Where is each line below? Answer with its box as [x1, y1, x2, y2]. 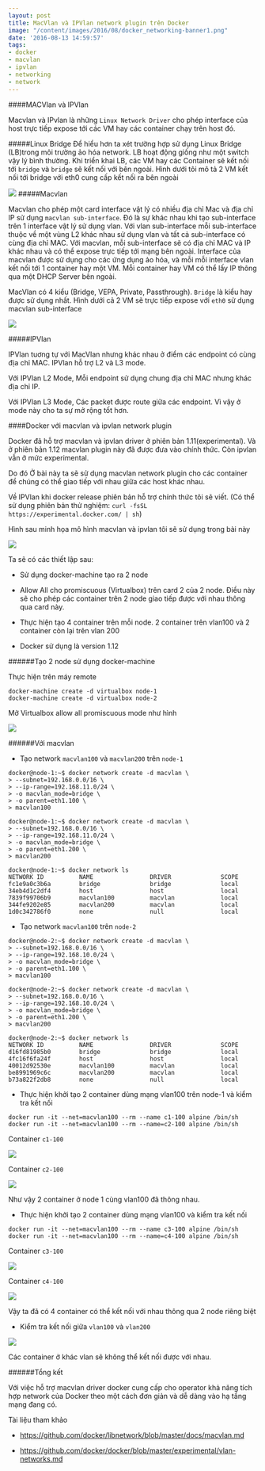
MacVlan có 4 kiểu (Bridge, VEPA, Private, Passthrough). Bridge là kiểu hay [8, 287, 253, 296]
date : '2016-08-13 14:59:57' [8, 33, 104, 42]
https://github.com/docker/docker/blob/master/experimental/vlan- [19, 1446, 236, 1455]
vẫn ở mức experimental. [8, 453, 89, 462]
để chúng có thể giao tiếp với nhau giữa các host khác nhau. [8, 476, 206, 486]
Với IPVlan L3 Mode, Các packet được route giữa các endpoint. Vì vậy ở [8, 397, 241, 407]
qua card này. [19, 602, 65, 611]
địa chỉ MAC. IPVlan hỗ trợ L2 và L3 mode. [8, 357, 146, 367]
